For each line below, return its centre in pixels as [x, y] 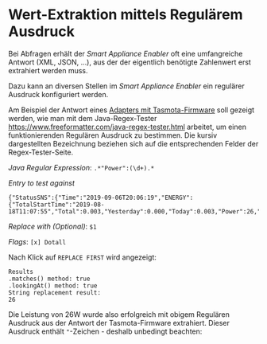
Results [21, 272]
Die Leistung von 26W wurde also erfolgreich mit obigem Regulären [119, 314]
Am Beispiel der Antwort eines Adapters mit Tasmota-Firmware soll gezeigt [132, 110]
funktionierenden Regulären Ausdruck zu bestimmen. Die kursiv [113, 135]
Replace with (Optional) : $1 [52, 226]
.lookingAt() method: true [53, 285]
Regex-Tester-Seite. [41, 152]
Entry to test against [42, 183]
